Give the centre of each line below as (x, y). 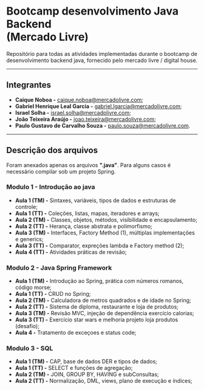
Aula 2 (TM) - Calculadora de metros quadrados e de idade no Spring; (103, 300)
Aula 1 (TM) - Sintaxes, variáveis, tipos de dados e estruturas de (95, 200)
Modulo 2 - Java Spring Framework (59, 267)
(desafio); (27, 326)
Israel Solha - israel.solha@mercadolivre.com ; (73, 112)
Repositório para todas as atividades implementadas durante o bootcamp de (102, 53)
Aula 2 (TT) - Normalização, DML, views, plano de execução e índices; (104, 381)
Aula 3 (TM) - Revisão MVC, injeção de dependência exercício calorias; (104, 313)
